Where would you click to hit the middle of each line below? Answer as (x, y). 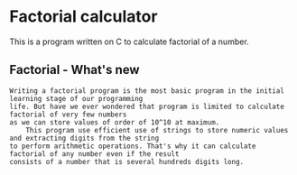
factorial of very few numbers (68, 115)
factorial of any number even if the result (94, 154)
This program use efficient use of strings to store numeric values (157, 130)
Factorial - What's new (74, 70)
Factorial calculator (84, 17)
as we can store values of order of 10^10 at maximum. (115, 122)
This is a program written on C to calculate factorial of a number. (130, 41)
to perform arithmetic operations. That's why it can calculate (133, 146)
